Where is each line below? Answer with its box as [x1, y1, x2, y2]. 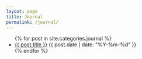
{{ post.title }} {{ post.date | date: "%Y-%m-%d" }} [14, 41, 137, 48]
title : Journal [6, 14, 43, 20]
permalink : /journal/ [6, 19, 59, 25]
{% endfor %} [14, 47, 49, 54]
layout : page [6, 8, 38, 14]
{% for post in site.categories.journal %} [14, 35, 112, 42]
